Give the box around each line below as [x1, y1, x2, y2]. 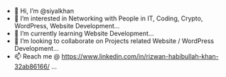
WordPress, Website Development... [14, 22, 120, 30]
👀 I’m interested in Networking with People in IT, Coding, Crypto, [14, 14, 203, 23]
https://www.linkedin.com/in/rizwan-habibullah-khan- [61, 52, 219, 60]
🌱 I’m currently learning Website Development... [14, 29, 154, 37]
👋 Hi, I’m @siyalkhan [14, 7, 75, 15]
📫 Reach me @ [14, 52, 60, 60]
